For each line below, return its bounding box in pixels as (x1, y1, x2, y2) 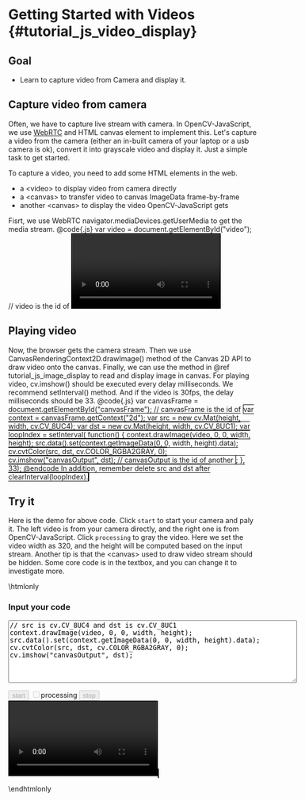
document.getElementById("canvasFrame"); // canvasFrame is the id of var (8, 404, 254, 414)
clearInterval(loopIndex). (8, 472, 89, 481)
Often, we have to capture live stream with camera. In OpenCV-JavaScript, (8, 119, 252, 129)
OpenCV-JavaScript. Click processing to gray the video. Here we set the (8, 533, 244, 542)
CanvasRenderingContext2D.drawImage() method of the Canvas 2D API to (8, 353, 252, 363)
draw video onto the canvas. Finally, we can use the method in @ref (8, 362, 230, 372)
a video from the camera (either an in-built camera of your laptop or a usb (8, 136, 250, 145)
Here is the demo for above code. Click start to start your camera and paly (8, 516, 254, 526)
